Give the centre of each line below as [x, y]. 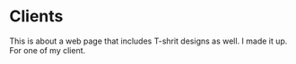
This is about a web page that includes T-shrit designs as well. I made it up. [148, 41]
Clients [36, 16]
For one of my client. [48, 50]
